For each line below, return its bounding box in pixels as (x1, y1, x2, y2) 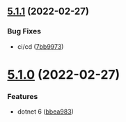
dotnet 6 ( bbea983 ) (17, 107, 74, 116)
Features (7, 91, 38, 101)
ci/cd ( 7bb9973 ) (17, 42, 64, 51)
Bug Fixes (7, 26, 42, 36)
